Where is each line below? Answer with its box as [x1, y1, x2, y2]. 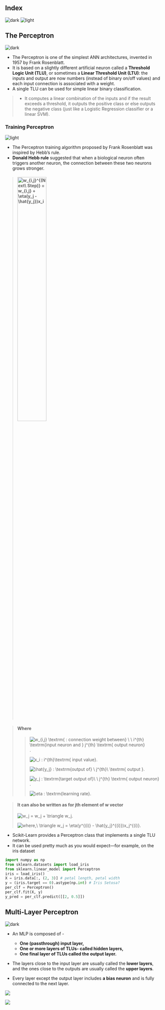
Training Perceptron [5, 123, 54, 130]
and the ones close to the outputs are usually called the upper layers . [12, 965, 154, 971]
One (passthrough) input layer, [19, 940, 84, 946]
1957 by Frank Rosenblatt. [12, 59, 65, 65]
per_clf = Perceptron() [5, 885, 54, 890]
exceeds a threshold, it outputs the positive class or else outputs [24, 100, 156, 106]
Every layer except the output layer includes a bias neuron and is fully [12, 975, 154, 981]
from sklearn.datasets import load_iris [5, 862, 90, 867]
